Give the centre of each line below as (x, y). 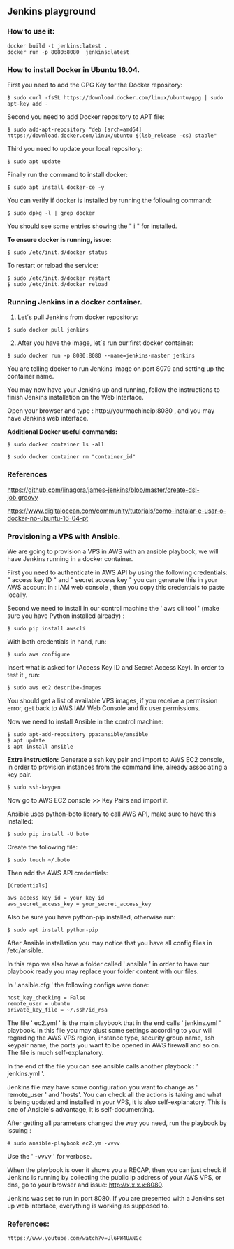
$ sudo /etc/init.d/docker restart (59, 278)
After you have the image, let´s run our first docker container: (105, 343)
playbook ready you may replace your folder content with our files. (103, 971)
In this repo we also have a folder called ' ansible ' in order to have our (108, 964)
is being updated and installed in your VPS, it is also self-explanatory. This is (117, 1102)
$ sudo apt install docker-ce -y (56, 187)
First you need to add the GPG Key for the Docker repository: (95, 85)
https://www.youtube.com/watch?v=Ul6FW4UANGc (74, 1239)
